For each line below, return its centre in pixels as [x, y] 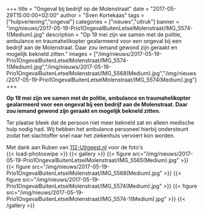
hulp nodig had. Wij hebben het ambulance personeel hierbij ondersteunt [98, 129]
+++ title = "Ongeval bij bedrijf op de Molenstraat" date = [78, 9]
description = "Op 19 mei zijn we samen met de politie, [114, 35]
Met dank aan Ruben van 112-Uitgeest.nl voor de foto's [75, 147]
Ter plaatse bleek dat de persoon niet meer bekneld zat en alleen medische [100, 123]
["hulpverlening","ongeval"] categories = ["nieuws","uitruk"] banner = [93, 22]
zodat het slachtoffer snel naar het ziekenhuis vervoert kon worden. [91, 135]
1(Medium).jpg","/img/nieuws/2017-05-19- [59, 67]
